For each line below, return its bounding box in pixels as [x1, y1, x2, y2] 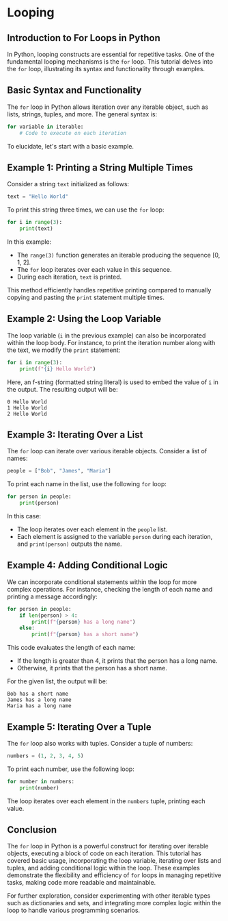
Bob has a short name [7, 690, 69, 698]
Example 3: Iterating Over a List [7, 429, 143, 440]
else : [19, 624, 35, 631]
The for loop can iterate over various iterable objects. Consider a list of [7, 447, 208, 455]
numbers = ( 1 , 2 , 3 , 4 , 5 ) [7, 753, 84, 759]
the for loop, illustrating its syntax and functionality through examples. [7, 65, 205, 73]
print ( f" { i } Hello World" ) [19, 365, 96, 373]
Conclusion [7, 824, 57, 836]
